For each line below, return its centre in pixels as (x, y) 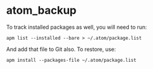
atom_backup (41, 10)
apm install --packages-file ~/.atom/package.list (71, 60)
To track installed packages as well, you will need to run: (76, 27)
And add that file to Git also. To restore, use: (61, 49)
